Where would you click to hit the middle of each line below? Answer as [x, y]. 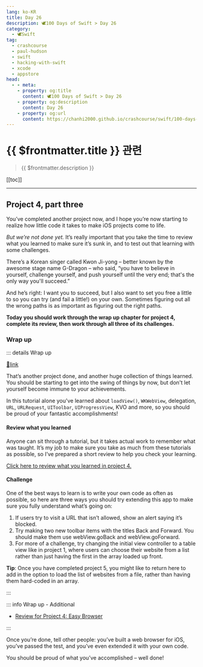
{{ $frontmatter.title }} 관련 [74, 151]
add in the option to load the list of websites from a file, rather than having [98, 574]
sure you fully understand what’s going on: [60, 506]
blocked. [26, 524]
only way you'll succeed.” [38, 281]
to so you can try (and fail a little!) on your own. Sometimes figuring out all [98, 299]
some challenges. [28, 250]
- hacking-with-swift [39, 62]
